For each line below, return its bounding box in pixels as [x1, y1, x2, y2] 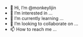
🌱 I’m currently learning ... [10, 15, 64, 21]
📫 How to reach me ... [10, 26, 57, 32]
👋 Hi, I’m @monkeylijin [10, 5, 56, 10]
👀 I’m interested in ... [10, 10, 53, 16]
